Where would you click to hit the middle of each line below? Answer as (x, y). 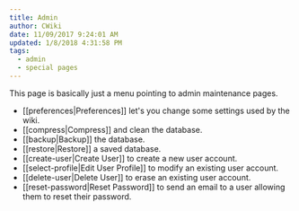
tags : (19, 51)
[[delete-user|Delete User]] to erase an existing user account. (136, 177)
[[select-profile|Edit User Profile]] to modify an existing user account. (150, 168)
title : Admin (34, 18)
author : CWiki (36, 26)
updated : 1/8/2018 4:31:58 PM (66, 43)
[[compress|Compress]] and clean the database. (112, 129)
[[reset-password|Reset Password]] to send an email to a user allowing (154, 187)
